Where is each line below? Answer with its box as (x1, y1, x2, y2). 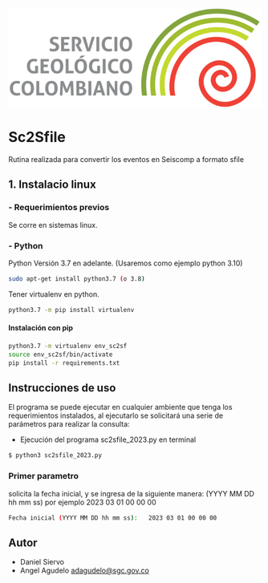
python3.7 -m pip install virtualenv (8, 306, 135, 314)
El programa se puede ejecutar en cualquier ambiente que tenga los (8, 403, 233, 412)
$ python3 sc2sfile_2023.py (8, 451, 103, 460)
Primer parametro (8, 471, 79, 482)
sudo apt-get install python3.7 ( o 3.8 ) (8, 275, 146, 283)
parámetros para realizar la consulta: (8, 419, 130, 429)
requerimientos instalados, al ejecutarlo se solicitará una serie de (8, 411, 223, 420)
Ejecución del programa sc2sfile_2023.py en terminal (19, 435, 197, 444)
